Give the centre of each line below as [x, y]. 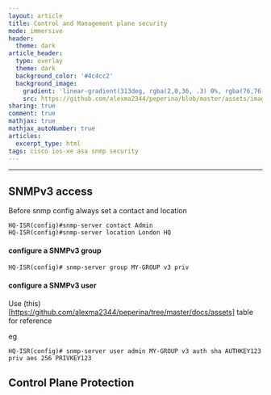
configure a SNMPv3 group [55, 250]
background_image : [47, 83]
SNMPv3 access [50, 191]
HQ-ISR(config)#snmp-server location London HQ [90, 233]
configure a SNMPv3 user [52, 285]
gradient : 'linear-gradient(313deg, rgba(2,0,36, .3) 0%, [122, 91]
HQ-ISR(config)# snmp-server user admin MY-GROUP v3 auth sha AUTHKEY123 [135, 351]
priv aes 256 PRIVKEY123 [50, 358]
